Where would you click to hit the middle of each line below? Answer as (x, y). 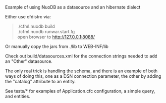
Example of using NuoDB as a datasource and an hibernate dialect (73, 7)
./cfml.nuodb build (36, 26)
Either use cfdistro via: (28, 17)
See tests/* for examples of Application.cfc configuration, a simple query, (80, 91)
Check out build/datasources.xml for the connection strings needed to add (81, 56)
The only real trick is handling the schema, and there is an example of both (81, 71)
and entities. (18, 96)
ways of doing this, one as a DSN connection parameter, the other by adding (83, 76)
